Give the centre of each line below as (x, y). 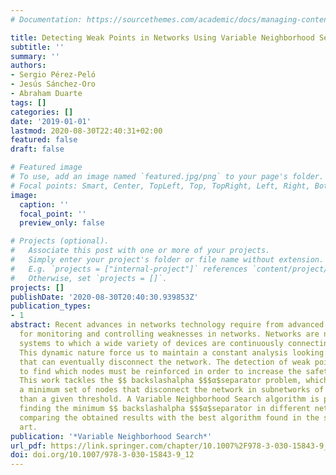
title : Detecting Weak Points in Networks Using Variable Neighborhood (162, 37)
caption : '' (44, 204)
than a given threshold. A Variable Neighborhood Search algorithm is (169, 399)
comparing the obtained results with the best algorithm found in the (169, 417)
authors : (28, 66)
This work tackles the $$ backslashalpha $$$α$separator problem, (160, 381)
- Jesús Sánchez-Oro (53, 84)
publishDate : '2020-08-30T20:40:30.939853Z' (104, 297)
